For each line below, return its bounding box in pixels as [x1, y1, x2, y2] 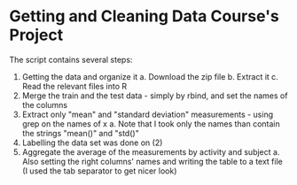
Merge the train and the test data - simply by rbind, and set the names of [21, 90, 288, 101]
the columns [21, 99, 68, 110]
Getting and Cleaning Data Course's [9, 6, 279, 27]
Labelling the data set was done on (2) [21, 137, 163, 148]
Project [9, 25, 64, 45]
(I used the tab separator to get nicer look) [21, 166, 177, 176]
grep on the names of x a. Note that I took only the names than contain [21, 118, 281, 129]
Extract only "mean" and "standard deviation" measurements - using [21, 109, 274, 119]
